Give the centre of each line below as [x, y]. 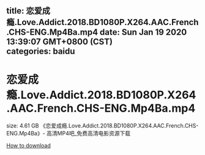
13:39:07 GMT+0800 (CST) [60, 42]
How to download [28, 146]
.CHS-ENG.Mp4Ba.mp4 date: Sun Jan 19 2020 [97, 32]
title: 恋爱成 [28, 11]
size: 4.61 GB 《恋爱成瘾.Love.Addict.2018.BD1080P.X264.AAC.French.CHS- [102, 126]
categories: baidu [41, 52]
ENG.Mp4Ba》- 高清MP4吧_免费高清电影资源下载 [69, 134]
